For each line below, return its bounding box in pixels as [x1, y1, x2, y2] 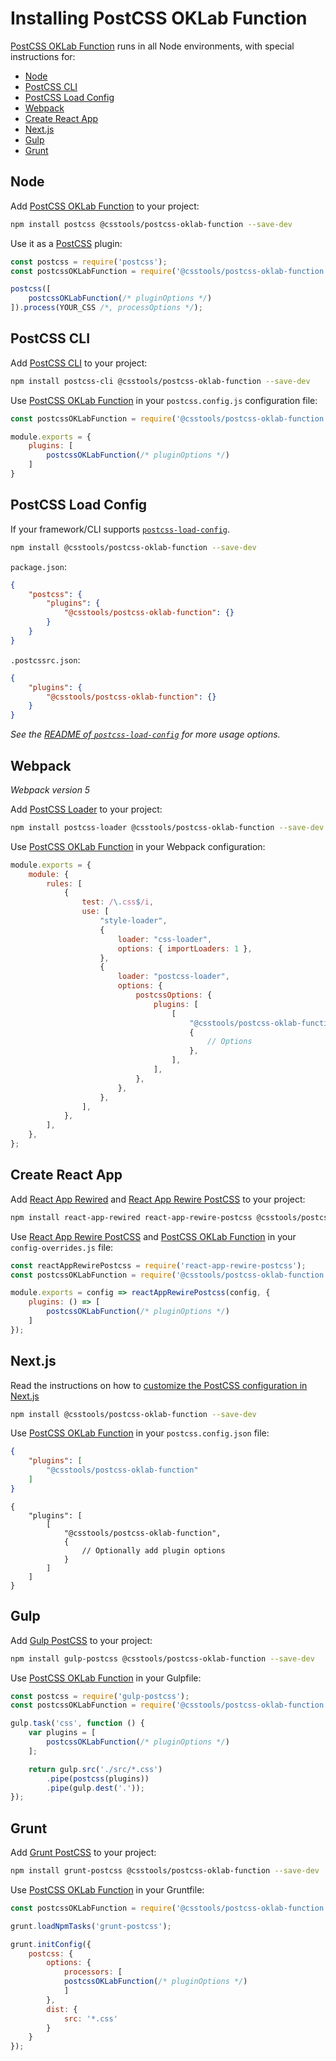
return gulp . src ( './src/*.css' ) [28, 1764, 163, 1774]
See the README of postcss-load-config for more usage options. [10, 728, 281, 741]
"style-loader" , [99, 916, 168, 926]
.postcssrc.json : [10, 653, 81, 666]
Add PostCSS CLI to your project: [10, 357, 148, 369]
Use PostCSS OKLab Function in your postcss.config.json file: [10, 1427, 270, 1439]
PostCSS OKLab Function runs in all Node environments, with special [10, 40, 295, 52]
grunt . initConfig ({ [10, 1939, 92, 1949]
